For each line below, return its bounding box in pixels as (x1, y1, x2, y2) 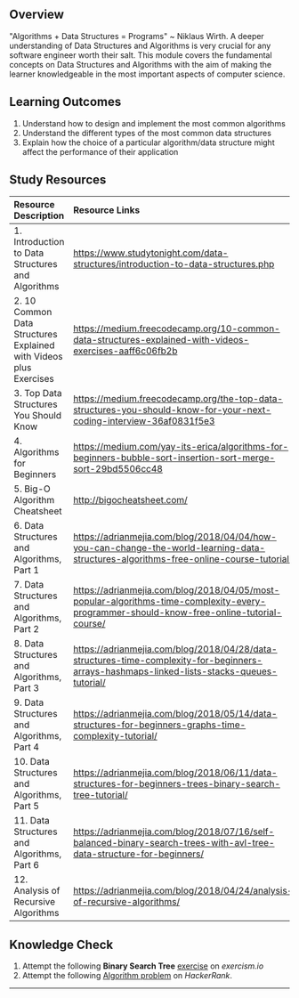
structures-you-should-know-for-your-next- (72, 404, 271, 417)
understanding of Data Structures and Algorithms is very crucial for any (9, 40, 271, 51)
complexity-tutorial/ (72, 730, 158, 742)
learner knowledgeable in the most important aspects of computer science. (9, 69, 286, 79)
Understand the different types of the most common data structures (21, 127, 271, 138)
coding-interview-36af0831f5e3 (72, 415, 215, 427)
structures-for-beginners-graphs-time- (72, 718, 246, 731)
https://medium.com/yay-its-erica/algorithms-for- (72, 441, 289, 453)
